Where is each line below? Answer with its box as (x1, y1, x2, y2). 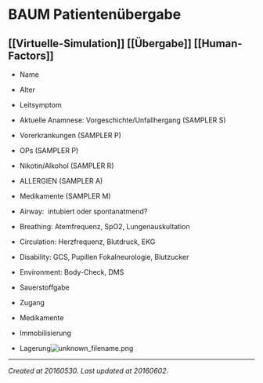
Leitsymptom (19, 100, 62, 109)
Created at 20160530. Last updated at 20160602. (8, 367, 169, 375)
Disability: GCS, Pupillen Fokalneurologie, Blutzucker (19, 253, 189, 261)
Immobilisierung (19, 328, 72, 337)
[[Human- (193, 37, 243, 50)
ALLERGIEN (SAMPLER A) (19, 177, 103, 185)
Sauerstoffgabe (19, 283, 70, 292)
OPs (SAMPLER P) (19, 146, 79, 155)
